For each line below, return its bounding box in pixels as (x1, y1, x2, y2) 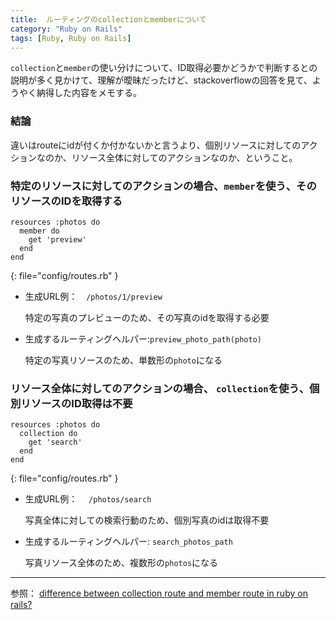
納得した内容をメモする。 (36, 87, 142, 99)
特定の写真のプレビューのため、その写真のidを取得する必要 (24, 311, 270, 323)
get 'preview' (28, 234, 87, 245)
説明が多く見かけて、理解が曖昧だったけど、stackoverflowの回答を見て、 (10, 74, 313, 86)
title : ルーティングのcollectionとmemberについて (10, 14, 207, 25)
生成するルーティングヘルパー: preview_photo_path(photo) (24, 332, 262, 345)
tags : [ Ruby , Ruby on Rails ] (10, 33, 132, 43)
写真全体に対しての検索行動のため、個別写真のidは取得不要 (24, 514, 270, 526)
